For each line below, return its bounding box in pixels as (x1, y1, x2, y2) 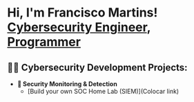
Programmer (7, 34, 81, 50)
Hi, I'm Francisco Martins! (7, 5, 158, 21)
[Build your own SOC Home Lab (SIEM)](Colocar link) (27, 88, 180, 95)
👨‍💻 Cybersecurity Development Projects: (7, 61, 188, 73)
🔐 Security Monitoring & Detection (17, 80, 117, 88)
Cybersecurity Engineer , (7, 19, 151, 35)
